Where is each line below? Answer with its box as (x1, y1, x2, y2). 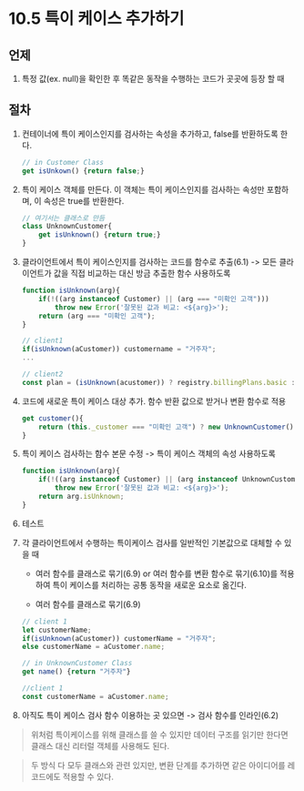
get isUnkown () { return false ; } (21, 166, 145, 176)
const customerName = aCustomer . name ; (21, 692, 169, 701)
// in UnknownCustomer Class (21, 659, 133, 668)
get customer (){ (21, 413, 84, 423)
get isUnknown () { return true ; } (38, 230, 161, 239)
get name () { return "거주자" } (21, 667, 131, 676)
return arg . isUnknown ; (38, 492, 125, 502)
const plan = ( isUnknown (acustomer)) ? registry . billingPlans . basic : (21, 378, 296, 387)
